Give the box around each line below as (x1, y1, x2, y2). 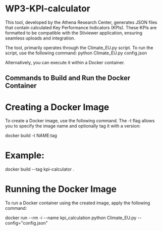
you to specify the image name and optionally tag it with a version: (5, 123, 141, 129)
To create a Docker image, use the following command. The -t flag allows (5, 118, 155, 124)
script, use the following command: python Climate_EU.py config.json (5, 50, 147, 56)
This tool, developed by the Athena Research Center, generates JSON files (5, 19, 158, 25)
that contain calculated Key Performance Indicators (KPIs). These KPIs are (5, 24, 157, 30)
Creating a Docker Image (5, 101, 109, 113)
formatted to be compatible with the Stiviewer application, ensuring (5, 30, 143, 36)
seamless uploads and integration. (5, 35, 75, 41)
